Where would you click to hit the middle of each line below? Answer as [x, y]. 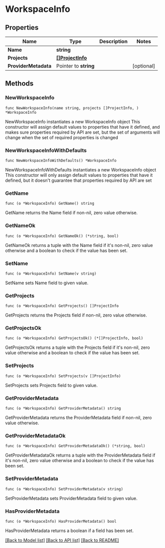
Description [113, 41]
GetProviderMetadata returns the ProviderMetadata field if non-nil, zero [79, 418]
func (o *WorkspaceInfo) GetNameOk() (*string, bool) [62, 236]
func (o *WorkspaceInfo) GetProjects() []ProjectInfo [62, 306]
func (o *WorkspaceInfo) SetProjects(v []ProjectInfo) [63, 376]
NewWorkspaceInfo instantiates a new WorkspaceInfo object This [73, 121]
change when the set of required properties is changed [62, 137]
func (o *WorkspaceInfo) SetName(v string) [51, 274]
